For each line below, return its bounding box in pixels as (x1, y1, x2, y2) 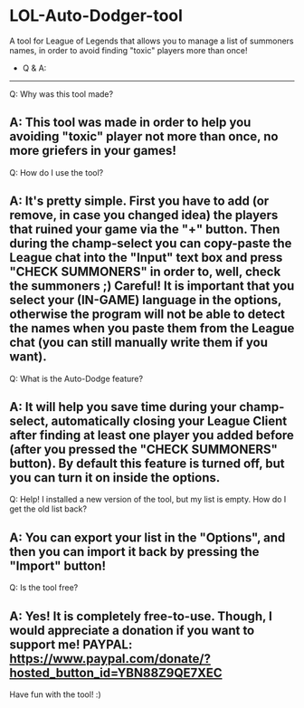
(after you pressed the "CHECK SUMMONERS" (9, 441, 279, 457)
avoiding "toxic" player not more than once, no (9, 129, 279, 145)
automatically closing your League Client (51, 413, 288, 428)
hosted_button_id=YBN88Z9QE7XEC (9, 665, 223, 680)
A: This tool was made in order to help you (9, 115, 252, 130)
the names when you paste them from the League (9, 321, 295, 336)
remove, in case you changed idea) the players (9, 207, 279, 223)
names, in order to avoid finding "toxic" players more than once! (9, 44, 248, 55)
